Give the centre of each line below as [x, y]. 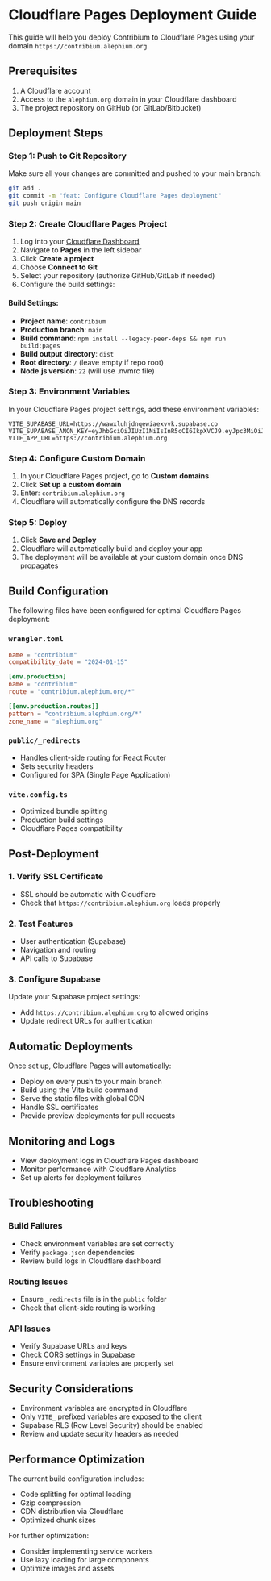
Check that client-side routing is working [88, 1308]
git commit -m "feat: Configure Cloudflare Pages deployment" [115, 196]
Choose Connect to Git [59, 267]
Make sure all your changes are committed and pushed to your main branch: [135, 173]
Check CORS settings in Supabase [77, 1355]
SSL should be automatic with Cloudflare [88, 894]
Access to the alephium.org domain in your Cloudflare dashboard [128, 99]
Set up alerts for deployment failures [81, 1178]
